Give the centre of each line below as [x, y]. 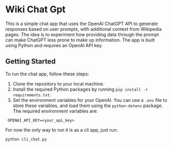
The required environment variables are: [55, 111]
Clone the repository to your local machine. [58, 83]
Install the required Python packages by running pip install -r [80, 89]
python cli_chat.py [26, 139]
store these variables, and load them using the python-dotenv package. [88, 106]
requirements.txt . [32, 94]
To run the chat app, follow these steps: [47, 74]
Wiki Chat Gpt [35, 9]
